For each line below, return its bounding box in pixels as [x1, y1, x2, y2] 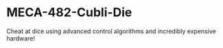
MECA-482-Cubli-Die [6, 5, 132, 20]
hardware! [6, 34, 36, 42]
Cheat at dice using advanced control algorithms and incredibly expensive [6, 27, 217, 35]
